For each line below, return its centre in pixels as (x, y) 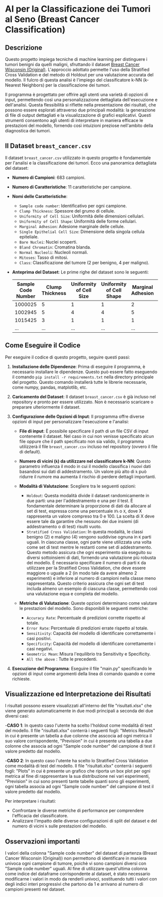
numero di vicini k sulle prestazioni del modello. (59, 826)
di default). (30, 451)
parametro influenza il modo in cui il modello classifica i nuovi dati (85, 466)
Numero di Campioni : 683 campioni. (49, 177)
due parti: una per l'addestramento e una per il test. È (80, 501)
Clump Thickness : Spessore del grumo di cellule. (67, 211)
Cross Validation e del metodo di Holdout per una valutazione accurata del (79, 75)
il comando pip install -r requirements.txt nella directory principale (83, 377)
